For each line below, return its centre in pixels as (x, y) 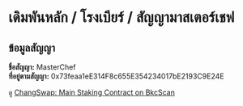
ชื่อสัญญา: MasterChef (42, 67)
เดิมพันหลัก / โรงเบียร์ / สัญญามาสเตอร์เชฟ (122, 17)
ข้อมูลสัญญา (32, 47)
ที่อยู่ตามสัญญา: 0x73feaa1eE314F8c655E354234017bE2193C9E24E (116, 76)
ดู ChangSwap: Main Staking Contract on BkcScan (92, 92)
